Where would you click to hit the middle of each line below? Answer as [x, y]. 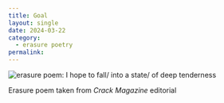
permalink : [26, 52]
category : [25, 38]
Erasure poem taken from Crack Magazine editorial [92, 90]
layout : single [33, 23]
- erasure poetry [44, 45]
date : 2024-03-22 [37, 30]
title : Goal [28, 15]
